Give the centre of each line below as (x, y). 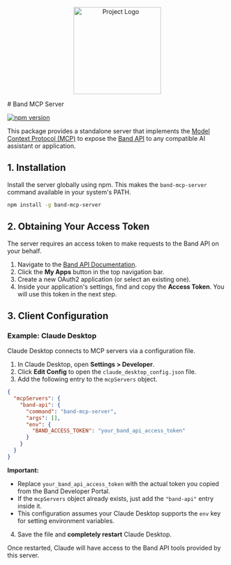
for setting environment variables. (66, 520)
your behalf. (24, 250)
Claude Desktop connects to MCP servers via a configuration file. (101, 351)
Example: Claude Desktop (52, 336)
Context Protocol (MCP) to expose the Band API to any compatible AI (106, 138)
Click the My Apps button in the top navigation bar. (91, 271)
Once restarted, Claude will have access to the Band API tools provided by (114, 548)
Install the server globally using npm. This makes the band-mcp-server (107, 184)
